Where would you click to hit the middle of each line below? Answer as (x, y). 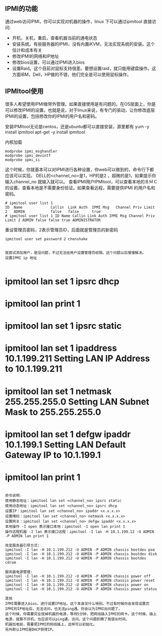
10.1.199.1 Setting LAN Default (65, 444)
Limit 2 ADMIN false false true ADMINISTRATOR (53, 220)
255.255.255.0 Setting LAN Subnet (77, 402)
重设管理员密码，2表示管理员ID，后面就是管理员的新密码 (62, 230)
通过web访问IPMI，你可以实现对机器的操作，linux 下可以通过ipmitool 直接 (79, 21)
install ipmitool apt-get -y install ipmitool (45, 132)
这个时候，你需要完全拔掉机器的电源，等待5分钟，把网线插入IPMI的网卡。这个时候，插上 (81, 614)
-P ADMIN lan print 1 (27, 536)
